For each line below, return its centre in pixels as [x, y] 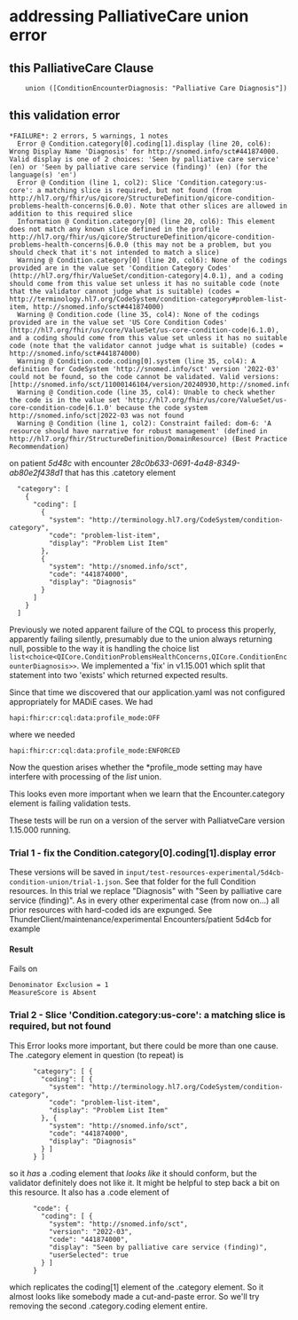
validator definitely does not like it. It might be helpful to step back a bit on [145, 1182]
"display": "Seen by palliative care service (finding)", [158, 1247]
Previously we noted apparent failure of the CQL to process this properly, [143, 629]
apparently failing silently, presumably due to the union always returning [141, 639]
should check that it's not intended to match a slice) [114, 252]
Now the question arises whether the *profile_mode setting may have [136, 767]
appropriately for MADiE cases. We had [81, 701]
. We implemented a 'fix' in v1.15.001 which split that [171, 665]
